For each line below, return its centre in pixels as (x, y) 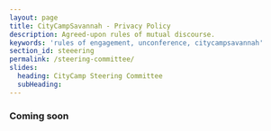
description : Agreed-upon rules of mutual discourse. (113, 34)
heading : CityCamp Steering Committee (90, 76)
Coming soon (39, 116)
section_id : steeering (52, 51)
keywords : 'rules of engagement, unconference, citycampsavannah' (136, 43)
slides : (24, 68)
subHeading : (40, 84)
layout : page (34, 17)
